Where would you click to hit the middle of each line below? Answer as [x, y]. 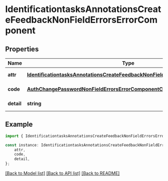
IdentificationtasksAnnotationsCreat [83, 9]
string [34, 104]
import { [14, 136]
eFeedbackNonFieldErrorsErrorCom [81, 20]
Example [19, 125]
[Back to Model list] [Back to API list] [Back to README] [62, 173]
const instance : [22, 145]
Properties [22, 49]
